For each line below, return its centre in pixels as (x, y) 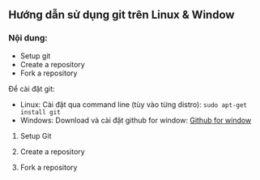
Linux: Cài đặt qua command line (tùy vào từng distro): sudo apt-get (134, 104)
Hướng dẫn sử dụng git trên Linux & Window (121, 15)
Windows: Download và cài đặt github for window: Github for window (136, 120)
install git (40, 112)
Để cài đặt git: (32, 88)
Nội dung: (28, 38)
